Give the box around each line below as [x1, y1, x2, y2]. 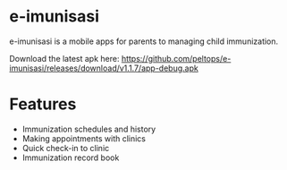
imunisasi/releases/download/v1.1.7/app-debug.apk [9, 63, 198, 73]
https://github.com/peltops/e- [121, 53, 232, 64]
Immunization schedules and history [21, 123, 156, 134]
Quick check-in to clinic [21, 142, 110, 153]
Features [9, 94, 77, 115]
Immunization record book [21, 152, 120, 163]
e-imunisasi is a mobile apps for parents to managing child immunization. [9, 36, 279, 47]
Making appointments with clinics [21, 132, 146, 144]
